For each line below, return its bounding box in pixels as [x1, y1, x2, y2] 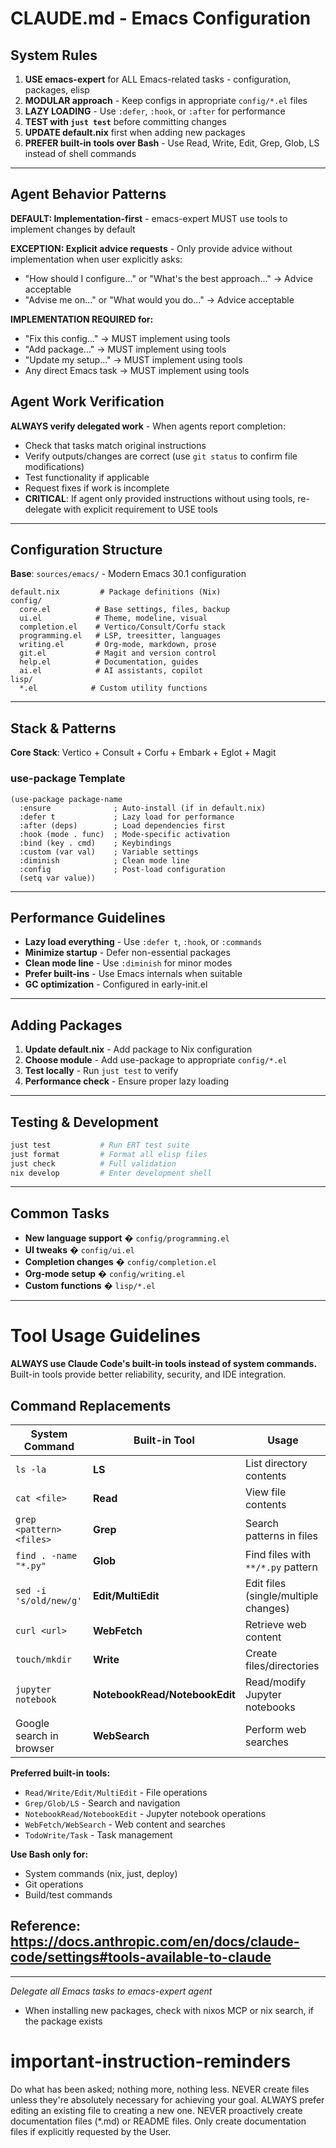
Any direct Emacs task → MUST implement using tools [24, 364, 250, 376]
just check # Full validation [10, 1158, 177, 1169]
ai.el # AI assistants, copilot [19, 666, 203, 676]
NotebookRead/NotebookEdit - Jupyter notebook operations [24, 1808, 267, 1820]
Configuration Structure [10, 542, 163, 559]
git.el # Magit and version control [19, 648, 217, 659]
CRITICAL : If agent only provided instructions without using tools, [24, 492, 296, 504]
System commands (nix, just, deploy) [24, 1868, 178, 1880]
